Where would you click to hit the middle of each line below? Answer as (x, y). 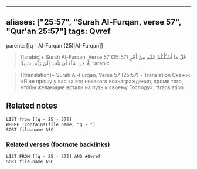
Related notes (32, 106)
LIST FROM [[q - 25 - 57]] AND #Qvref (53, 156)
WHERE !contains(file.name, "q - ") (51, 124)
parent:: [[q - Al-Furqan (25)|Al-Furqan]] (55, 45)
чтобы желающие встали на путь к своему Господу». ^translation (102, 87)
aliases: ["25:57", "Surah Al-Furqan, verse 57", (94, 22)
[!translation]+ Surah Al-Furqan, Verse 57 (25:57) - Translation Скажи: (105, 75)
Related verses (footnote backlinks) (58, 144)
